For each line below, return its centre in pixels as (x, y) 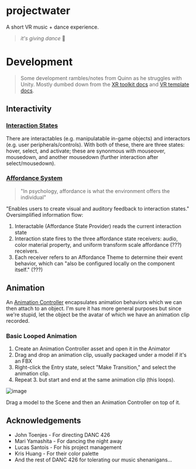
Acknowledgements (44, 421)
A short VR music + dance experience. (53, 27)
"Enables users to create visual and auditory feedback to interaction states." (98, 208)
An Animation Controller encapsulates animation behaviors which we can (94, 302)
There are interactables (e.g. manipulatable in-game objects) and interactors (98, 138)
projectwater (38, 11)
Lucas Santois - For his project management (68, 447)
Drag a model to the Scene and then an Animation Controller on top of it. (93, 402)
